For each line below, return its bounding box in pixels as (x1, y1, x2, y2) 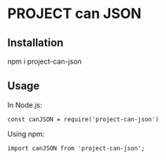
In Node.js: (7, 100, 42, 110)
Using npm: (7, 129, 45, 138)
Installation (7, 36, 64, 49)
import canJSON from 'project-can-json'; (7, 144, 146, 152)
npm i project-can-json (7, 56, 82, 66)
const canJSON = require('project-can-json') (7, 115, 159, 123)
